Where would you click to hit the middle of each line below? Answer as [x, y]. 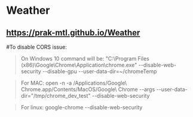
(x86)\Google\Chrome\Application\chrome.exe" [79, 65]
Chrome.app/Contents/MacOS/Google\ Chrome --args [88, 89]
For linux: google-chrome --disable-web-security [82, 107]
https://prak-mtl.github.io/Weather [73, 33]
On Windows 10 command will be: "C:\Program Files [85, 58]
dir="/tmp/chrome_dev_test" [56, 96]
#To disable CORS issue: [36, 47]
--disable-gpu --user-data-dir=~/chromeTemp [100, 71]
